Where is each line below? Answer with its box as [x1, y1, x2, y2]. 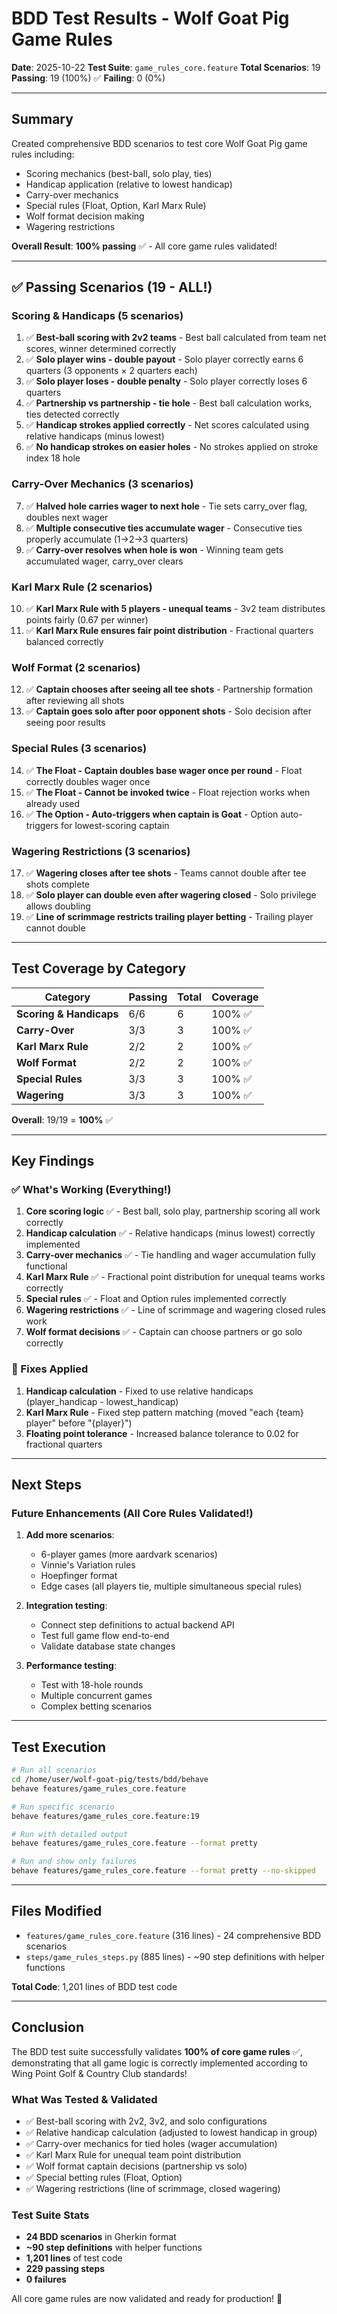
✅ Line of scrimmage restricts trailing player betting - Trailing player [25, 910, 314, 922]
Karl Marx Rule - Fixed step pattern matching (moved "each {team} [25, 1406, 304, 1418]
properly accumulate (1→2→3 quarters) [25, 533, 189, 545]
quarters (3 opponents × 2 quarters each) [25, 365, 198, 377]
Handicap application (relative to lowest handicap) [25, 178, 233, 190]
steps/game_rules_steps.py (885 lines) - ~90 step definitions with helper [25, 1950, 326, 1962]
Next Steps [11, 1477, 82, 1494]
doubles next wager [25, 511, 109, 523]
